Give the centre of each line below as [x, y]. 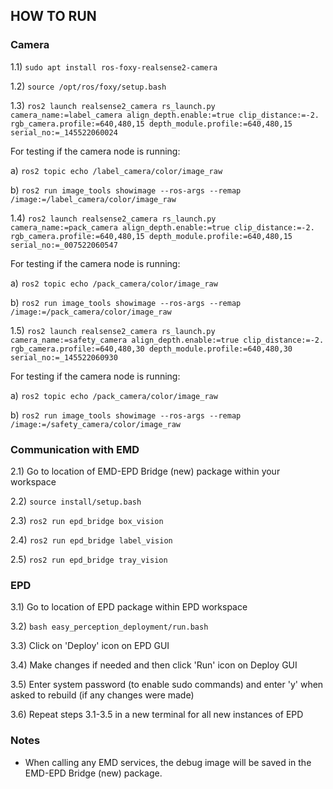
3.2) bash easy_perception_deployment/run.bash [109, 626]
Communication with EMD [75, 449]
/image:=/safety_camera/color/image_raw [96, 424]
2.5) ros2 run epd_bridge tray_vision [89, 559]
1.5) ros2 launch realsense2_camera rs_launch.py [113, 330]
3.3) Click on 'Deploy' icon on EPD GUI [90, 646]
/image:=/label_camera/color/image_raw [93, 199]
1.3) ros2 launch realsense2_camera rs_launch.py [113, 105]
